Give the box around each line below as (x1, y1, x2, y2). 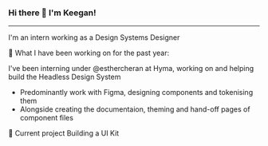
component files (19, 113, 74, 123)
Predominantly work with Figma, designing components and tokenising (19, 88, 254, 97)
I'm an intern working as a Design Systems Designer (8, 33, 180, 42)
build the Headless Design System (8, 72, 121, 82)
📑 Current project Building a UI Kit (8, 128, 120, 138)
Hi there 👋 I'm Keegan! (8, 7, 97, 18)
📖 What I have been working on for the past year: (8, 48, 170, 58)
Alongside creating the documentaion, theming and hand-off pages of (19, 105, 250, 114)
